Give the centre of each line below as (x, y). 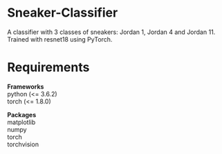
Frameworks (26, 86)
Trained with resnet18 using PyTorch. (60, 39)
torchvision (23, 144)
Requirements (48, 68)
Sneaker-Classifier (63, 13)
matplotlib (21, 122)
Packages (22, 114)
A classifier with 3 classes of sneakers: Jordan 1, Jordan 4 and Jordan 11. (111, 32)
